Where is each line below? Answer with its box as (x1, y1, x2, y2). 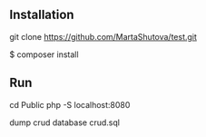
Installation (9, 7, 74, 23)
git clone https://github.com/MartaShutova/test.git (9, 31, 198, 42)
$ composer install (9, 49, 79, 60)
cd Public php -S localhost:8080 (9, 99, 131, 110)
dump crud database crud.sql (9, 117, 121, 128)
